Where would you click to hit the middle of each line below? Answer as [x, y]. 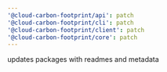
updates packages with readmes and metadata [83, 59]
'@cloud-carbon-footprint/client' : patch [76, 30]
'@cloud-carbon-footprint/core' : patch [73, 37]
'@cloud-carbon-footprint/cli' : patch [71, 23]
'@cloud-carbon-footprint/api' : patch [71, 15]
